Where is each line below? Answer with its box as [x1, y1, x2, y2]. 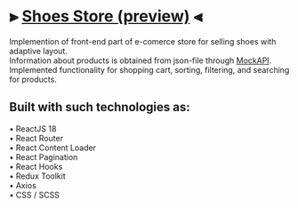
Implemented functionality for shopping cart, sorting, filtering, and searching [9, 64, 290, 75]
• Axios [9, 180, 37, 190]
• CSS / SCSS [9, 189, 60, 200]
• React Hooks [9, 161, 63, 172]
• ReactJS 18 [9, 123, 57, 134]
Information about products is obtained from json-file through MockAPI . [9, 55, 272, 66]
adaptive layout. [9, 45, 68, 56]
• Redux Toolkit [9, 171, 66, 181]
